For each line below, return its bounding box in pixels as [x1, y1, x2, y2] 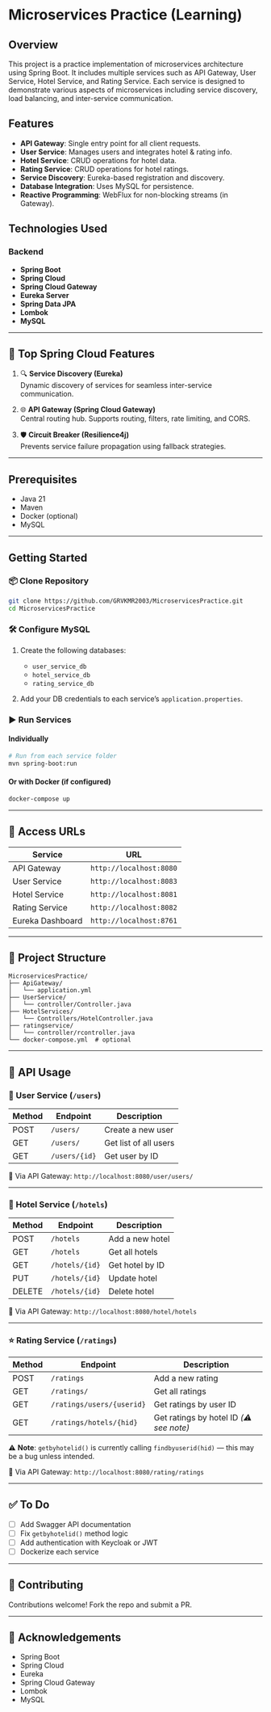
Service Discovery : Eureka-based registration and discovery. [19, 172, 225, 183]
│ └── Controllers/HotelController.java [8, 1015, 153, 1023]
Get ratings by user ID [153, 1399, 236, 1410]
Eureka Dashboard [12, 915, 83, 926]
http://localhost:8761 [90, 915, 177, 925]
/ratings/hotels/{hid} [51, 1418, 139, 1427]
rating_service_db [31, 679, 94, 688]
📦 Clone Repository [8, 575, 90, 587]
